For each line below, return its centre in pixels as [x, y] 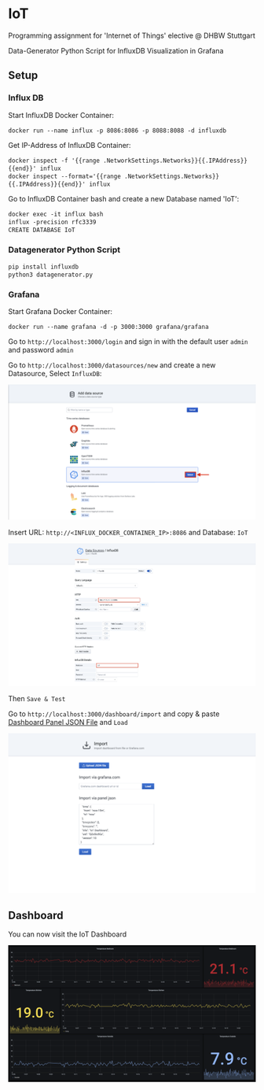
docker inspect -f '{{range [54, 161]
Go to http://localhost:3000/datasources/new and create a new [112, 365]
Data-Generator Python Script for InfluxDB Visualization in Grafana [116, 50]
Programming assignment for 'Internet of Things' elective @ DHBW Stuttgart [132, 35]
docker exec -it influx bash [56, 214]
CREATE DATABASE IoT [42, 230]
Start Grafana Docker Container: [60, 312]
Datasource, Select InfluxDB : [55, 374]
